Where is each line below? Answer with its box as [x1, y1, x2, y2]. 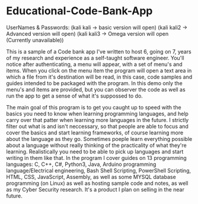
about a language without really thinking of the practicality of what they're [6, 142, 187, 149]
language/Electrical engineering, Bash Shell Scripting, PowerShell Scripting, [6, 167, 191, 174]
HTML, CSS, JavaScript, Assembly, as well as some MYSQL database [6, 173, 176, 180]
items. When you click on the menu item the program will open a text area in [6, 67, 192, 74]
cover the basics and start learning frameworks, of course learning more [6, 129, 184, 136]
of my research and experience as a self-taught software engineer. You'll [6, 54, 185, 61]
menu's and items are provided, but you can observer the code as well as [6, 86, 186, 93]
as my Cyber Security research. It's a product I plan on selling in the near [6, 186, 185, 193]
